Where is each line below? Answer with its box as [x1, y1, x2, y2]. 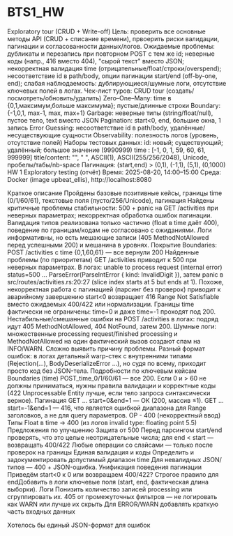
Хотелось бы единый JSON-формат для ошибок [7, 521, 151, 529]
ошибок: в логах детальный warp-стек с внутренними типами [7, 351, 192, 360]
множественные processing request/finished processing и [7, 329, 178, 338]
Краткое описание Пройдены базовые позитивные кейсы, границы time [7, 189, 223, 197]
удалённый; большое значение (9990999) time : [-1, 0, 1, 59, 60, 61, [7, 146, 206, 154]
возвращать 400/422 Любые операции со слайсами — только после [7, 441, 213, 449]
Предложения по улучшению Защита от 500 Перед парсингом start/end [7, 426, 223, 434]
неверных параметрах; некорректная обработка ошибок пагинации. [7, 210, 213, 220]
